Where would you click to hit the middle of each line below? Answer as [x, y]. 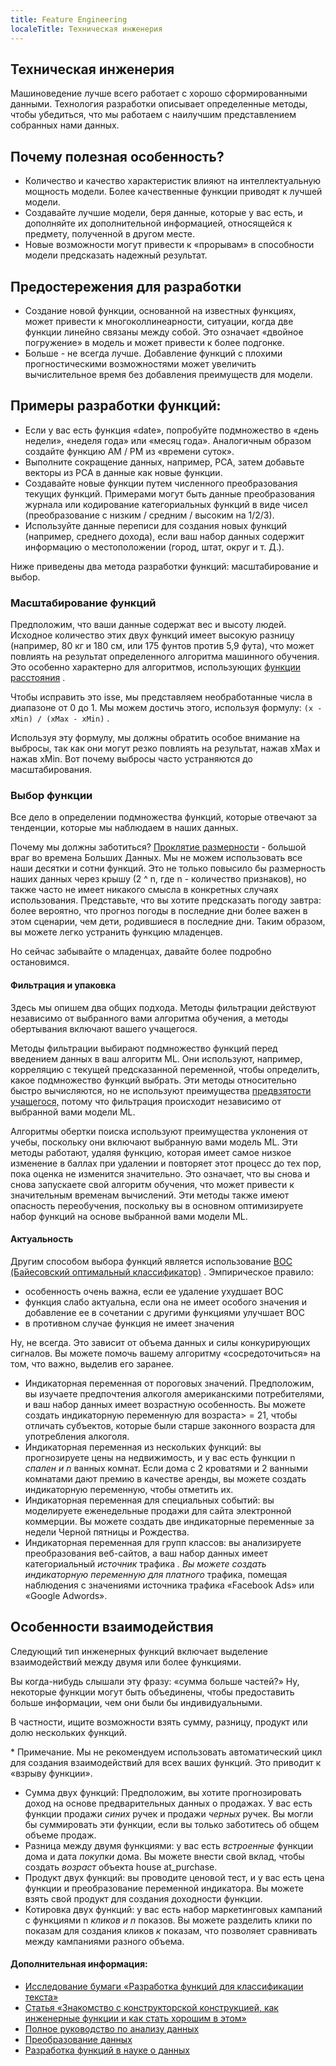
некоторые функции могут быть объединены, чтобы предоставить [152, 1692]
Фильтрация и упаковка [63, 985]
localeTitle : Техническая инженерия [86, 29]
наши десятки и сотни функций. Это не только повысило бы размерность [168, 868]
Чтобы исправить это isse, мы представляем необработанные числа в [161, 697]
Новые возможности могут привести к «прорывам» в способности [169, 245]
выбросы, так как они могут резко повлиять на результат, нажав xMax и [165, 748]
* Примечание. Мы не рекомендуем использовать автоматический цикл [166, 1752]
